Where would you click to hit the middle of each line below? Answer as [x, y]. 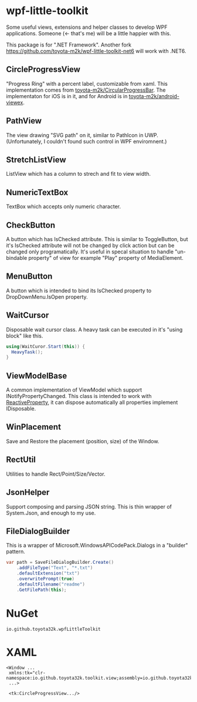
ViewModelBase [37, 375]
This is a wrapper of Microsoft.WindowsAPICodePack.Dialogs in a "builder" [97, 546]
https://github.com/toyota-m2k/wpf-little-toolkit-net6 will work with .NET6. [96, 51]
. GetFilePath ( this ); [42, 590]
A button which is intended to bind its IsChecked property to [79, 290]
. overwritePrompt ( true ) [46, 579]
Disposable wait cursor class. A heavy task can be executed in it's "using [94, 329]
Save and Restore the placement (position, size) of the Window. [83, 441]
